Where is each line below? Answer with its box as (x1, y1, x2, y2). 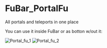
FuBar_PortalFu (5, 3, 69, 14)
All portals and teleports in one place (5, 19, 79, 25)
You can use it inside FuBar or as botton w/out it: (5, 28, 103, 34)
